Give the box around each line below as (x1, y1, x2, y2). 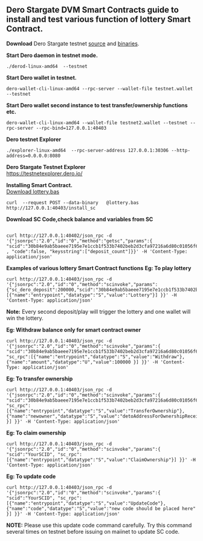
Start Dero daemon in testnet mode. (6, 51, 98, 59)
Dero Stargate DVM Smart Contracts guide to (6, 5, 179, 15)
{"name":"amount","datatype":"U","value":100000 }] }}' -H (6, 359, 158, 365)
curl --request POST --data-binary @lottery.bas (6, 199, 139, 205)
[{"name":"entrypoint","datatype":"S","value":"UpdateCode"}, (6, 500, 166, 506)
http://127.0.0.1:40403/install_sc (6, 205, 96, 211)
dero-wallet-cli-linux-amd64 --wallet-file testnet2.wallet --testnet (6, 119, 188, 126)
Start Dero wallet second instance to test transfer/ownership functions (6, 101, 188, 108)
